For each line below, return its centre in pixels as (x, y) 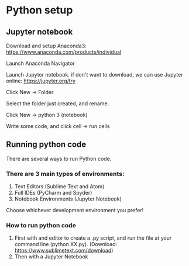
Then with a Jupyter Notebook (51, 257)
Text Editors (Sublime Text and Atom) (59, 186)
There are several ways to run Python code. (59, 158)
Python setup (39, 10)
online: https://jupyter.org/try (41, 81)
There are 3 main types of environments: (65, 174)
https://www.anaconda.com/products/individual (64, 52)
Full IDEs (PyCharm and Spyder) (53, 193)
